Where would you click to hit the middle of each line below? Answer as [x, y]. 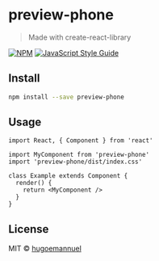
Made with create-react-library [79, 37]
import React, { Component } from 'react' [81, 141]
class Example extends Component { [68, 176]
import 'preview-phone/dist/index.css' [75, 162]
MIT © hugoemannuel [45, 249]
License [29, 229]
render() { [34, 183]
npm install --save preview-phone [67, 97]
